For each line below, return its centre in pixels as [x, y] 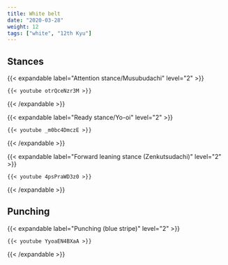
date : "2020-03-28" [36, 20]
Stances [25, 61]
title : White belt [34, 14]
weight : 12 [23, 26]
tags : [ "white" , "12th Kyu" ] [50, 33]
